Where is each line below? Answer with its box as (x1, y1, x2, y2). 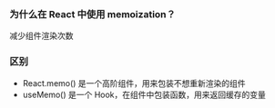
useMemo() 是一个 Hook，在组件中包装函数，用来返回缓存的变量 (22, 89, 267, 100)
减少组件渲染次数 (9, 30, 74, 42)
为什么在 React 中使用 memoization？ (9, 7, 176, 20)
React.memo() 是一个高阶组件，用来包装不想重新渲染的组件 (22, 77, 246, 88)
